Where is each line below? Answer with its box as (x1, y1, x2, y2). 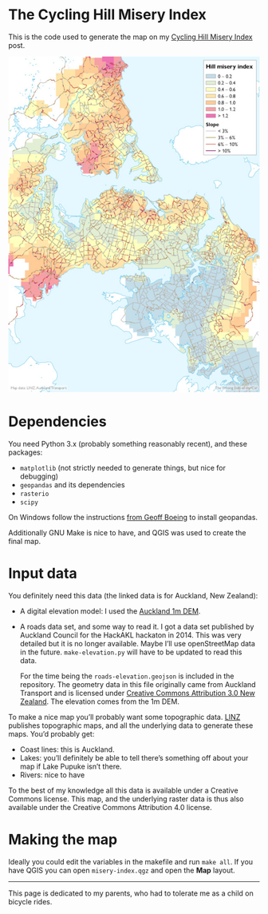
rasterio (19, 490, 49, 498)
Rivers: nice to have (19, 769, 85, 780)
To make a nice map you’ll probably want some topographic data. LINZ (8, 712, 241, 721)
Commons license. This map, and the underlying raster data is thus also (8, 793, 244, 804)
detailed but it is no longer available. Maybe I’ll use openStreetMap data (19, 638, 255, 648)
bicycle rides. (8, 896, 53, 906)
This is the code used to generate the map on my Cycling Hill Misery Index (8, 32, 253, 42)
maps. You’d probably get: (8, 729, 95, 738)
